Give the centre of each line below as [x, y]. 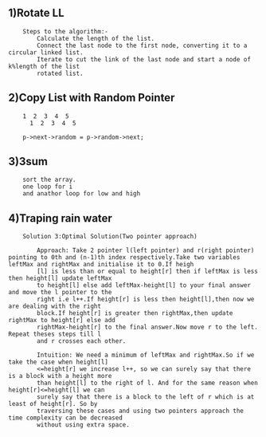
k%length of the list [44, 66]
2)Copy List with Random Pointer [92, 98]
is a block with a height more [60, 376]
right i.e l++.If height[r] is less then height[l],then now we [146, 299]
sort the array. [50, 180]
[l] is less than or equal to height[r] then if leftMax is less [148, 272]
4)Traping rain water [61, 218]
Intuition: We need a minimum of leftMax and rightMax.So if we [146, 355]
